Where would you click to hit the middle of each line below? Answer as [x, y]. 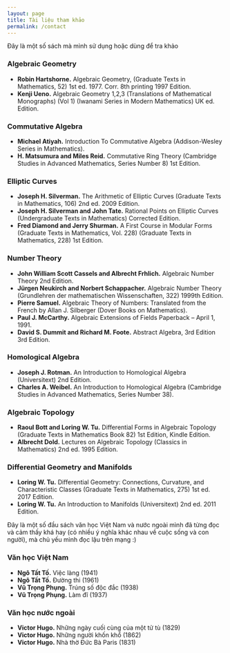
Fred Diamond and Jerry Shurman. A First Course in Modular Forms [115, 226]
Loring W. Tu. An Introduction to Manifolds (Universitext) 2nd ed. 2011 [116, 504]
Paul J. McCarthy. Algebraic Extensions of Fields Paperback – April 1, [116, 317]
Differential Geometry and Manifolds [70, 467]
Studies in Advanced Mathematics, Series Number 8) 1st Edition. [109, 163]
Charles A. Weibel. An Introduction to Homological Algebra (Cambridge [119, 387]
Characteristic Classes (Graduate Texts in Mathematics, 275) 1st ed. [114, 490]
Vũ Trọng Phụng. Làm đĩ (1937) [62, 594]
